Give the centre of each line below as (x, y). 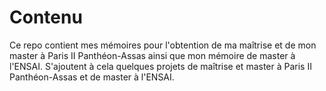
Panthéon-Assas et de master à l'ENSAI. (92, 77)
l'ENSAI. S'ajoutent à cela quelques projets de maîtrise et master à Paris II (160, 66)
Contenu (46, 17)
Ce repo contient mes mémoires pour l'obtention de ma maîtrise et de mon (163, 45)
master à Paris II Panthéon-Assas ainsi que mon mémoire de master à (152, 55)
